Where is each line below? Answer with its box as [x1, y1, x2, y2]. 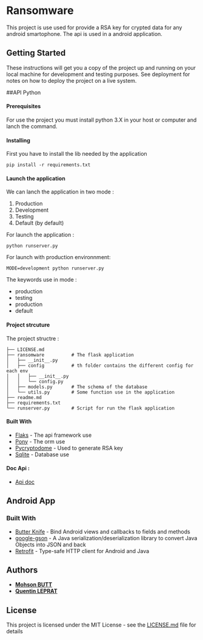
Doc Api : [6, 465, 30, 472]
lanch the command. [6, 122, 58, 130]
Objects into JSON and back [15, 541, 86, 548]
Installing [6, 136, 30, 144]
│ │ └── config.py [6, 378, 64, 384]
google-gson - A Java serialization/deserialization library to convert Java [15, 534, 198, 541]
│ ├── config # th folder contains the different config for [6, 363, 194, 369]
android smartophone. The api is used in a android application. [6, 30, 162, 37]
